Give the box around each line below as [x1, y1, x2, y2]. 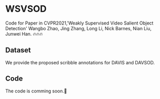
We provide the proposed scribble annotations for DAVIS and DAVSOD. [5, 59, 155, 65]
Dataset [5, 46, 31, 55]
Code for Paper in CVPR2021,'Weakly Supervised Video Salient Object [5, 20, 154, 26]
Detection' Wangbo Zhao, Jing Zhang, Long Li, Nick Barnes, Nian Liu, [5, 25, 152, 31]
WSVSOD [5, 3, 47, 15]
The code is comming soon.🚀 [5, 88, 67, 94]
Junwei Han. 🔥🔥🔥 [5, 31, 43, 37]
